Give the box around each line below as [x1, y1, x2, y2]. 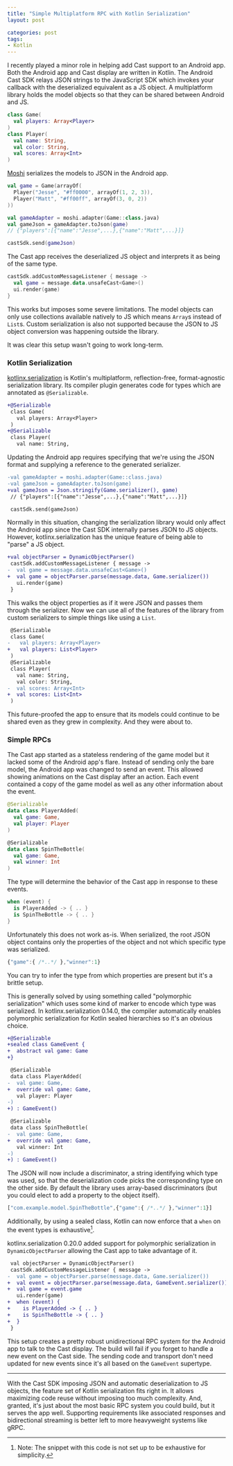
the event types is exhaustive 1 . [7, 1225, 95, 1234]
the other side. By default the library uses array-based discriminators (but [7, 1184, 218, 1192]
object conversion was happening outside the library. [7, 327, 159, 335]
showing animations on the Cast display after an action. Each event [7, 773, 199, 781]
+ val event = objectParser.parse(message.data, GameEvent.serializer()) [7, 1279, 228, 1286]
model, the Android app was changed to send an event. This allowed [7, 765, 203, 774]
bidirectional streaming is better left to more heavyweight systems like [7, 1416, 208, 1424]
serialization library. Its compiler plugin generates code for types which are [7, 381, 221, 389]
